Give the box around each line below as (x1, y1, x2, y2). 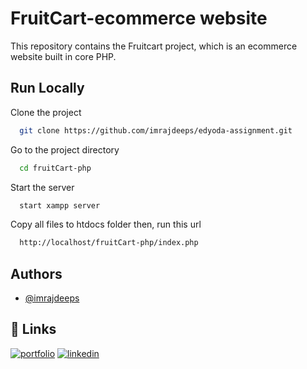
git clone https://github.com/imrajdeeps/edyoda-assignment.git (19, 125, 293, 136)
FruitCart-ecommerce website (10, 7, 268, 30)
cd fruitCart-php (19, 163, 92, 173)
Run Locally (10, 80, 85, 97)
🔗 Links (10, 321, 57, 338)
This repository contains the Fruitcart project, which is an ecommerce (10, 40, 298, 52)
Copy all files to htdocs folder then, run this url (10, 218, 202, 231)
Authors (10, 265, 63, 282)
